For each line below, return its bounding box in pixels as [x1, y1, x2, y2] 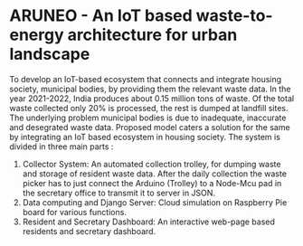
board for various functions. [22, 206, 127, 217]
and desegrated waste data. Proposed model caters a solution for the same [9, 121, 291, 132]
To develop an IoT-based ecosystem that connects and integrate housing [9, 73, 282, 84]
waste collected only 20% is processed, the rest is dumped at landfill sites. [9, 102, 289, 113]
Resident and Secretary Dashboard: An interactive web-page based [22, 216, 276, 227]
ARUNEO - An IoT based [9, 5, 193, 26]
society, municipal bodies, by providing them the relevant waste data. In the [9, 83, 291, 94]
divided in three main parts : [9, 141, 114, 152]
